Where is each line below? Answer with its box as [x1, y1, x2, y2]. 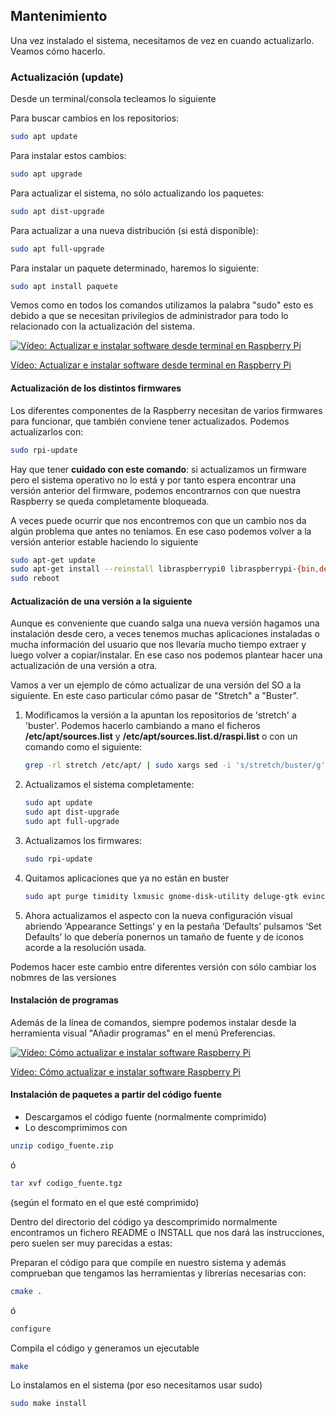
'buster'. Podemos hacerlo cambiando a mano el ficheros [24, 720, 261, 732]
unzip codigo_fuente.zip [10, 1141, 114, 1151]
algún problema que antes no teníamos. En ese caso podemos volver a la [10, 525, 312, 537]
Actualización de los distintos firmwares [10, 382, 182, 394]
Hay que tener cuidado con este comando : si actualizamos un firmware [10, 463, 308, 475]
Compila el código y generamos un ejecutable [10, 1342, 200, 1354]
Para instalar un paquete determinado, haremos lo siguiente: [10, 262, 260, 274]
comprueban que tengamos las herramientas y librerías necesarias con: [10, 1267, 307, 1279]
